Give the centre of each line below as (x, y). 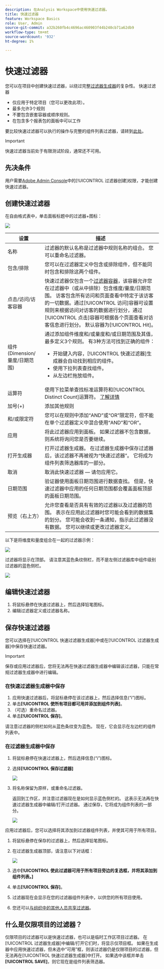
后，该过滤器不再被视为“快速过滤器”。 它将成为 (99, 456)
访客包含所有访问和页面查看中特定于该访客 (104, 296)
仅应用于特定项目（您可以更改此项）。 (50, 102)
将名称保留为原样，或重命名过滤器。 (49, 788)
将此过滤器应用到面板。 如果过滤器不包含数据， (99, 432)
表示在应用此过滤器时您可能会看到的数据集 (104, 513)
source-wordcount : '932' (30, 37)
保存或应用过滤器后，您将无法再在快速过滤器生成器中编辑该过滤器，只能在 (80, 666)
